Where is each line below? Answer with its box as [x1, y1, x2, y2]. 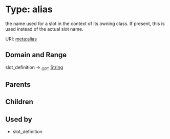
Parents [5, 80, 31, 89]
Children [5, 98, 33, 106]
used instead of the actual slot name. [5, 26, 83, 32]
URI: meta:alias [5, 36, 37, 42]
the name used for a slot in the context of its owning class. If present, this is [5, 20, 165, 27]
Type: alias [5, 4, 53, 15]
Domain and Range [5, 51, 67, 59]
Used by [5, 115, 32, 124]
